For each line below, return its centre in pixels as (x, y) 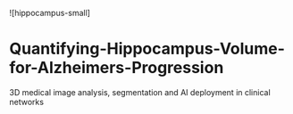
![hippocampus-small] (50, 13)
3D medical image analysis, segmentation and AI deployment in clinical (140, 92)
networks (27, 102)
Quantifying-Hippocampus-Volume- (147, 49)
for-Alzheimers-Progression (117, 68)
